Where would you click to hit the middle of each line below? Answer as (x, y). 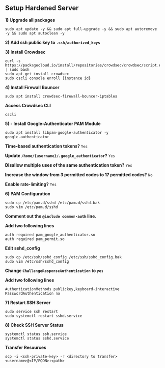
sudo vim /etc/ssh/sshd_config (37, 261)
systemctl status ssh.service (36, 334)
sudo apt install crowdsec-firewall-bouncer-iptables (61, 96)
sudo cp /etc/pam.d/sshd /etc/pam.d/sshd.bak (52, 203)
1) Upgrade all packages (30, 20)
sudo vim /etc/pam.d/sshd (31, 207)
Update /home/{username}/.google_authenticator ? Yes (60, 155)
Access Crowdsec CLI (28, 105)
